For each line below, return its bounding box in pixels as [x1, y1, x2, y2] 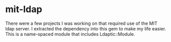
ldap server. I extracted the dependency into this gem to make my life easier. [5, 25, 166, 31]
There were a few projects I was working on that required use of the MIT [5, 20, 158, 26]
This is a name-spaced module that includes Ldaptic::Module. [5, 31, 135, 37]
